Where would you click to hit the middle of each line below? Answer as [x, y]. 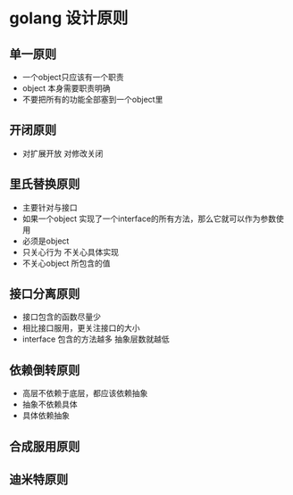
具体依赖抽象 [46, 416]
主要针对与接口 [50, 207]
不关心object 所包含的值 [66, 263]
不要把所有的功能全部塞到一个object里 [92, 99]
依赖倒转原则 [45, 370]
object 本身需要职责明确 [66, 88]
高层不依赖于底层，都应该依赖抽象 [85, 393]
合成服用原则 [45, 446]
